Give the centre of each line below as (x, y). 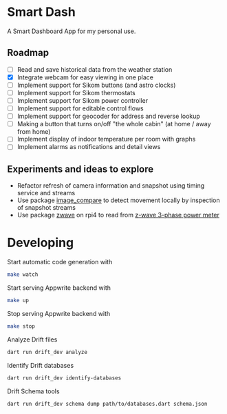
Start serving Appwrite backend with (59, 288)
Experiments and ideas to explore (80, 169)
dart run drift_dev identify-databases (64, 378)
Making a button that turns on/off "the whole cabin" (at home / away (114, 124)
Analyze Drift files (32, 339)
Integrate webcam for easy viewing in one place (85, 77)
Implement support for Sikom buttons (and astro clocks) (96, 85)
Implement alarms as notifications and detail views (89, 147)
